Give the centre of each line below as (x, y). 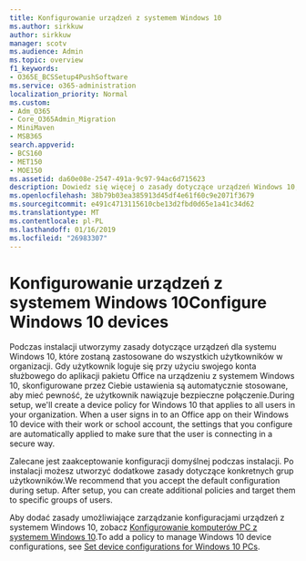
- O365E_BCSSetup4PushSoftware (69, 77)
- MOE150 (26, 170)
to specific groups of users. (61, 500)
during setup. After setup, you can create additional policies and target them (153, 490)
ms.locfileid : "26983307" (58, 238)
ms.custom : (30, 102)
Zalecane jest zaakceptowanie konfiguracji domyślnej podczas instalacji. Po (152, 462)
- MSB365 (26, 137)
